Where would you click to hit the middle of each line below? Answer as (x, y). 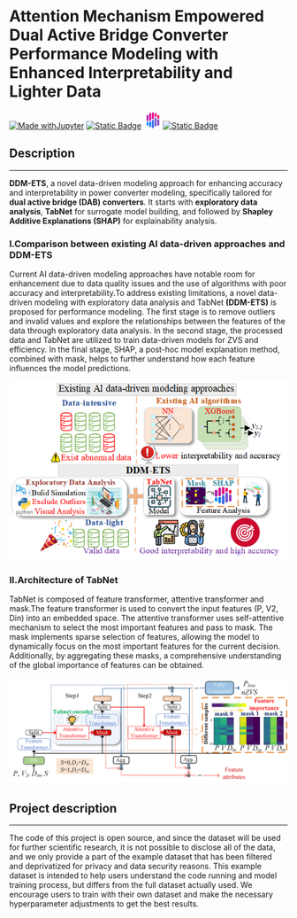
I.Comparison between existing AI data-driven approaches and (147, 244)
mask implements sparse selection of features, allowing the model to (134, 637)
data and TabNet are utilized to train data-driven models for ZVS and (134, 340)
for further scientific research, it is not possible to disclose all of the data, (142, 847)
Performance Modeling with (114, 54)
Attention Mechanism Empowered (137, 16)
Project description (63, 808)
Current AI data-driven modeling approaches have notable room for (132, 274)
